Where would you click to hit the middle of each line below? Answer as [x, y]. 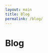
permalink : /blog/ [24, 19]
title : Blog [17, 14]
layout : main [19, 10]
